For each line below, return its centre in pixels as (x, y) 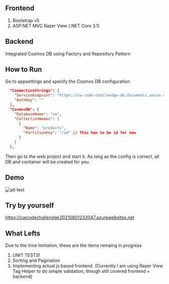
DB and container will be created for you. (48, 162)
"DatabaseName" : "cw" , (38, 114)
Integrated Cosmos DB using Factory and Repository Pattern (68, 54)
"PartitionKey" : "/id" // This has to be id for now (80, 133)
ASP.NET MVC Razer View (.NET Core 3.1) (56, 26)
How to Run (24, 70)
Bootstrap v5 (26, 20)
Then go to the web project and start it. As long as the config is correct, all (82, 156)
